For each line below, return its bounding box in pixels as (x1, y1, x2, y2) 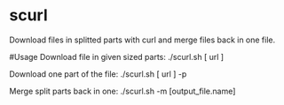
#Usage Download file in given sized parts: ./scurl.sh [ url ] (9, 51, 225, 62)
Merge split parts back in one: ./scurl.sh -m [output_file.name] (9, 86, 236, 96)
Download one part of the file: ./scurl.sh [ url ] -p (9, 68, 187, 79)
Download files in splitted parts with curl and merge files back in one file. (9, 34, 276, 45)
